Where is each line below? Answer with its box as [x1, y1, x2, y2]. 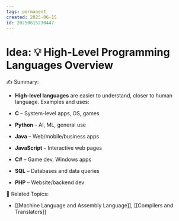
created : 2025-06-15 [6, 14, 57, 20]
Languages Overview [6, 58, 114, 72]
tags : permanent [6, 8, 46, 15]
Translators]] [14, 209, 46, 216]
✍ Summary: [6, 78, 39, 86]
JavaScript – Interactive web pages [14, 144, 103, 151]
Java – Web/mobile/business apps [14, 133, 100, 140]
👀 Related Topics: [6, 191, 49, 198]
